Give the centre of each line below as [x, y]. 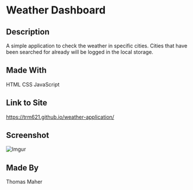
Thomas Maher [24, 182]
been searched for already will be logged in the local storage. [80, 52]
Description [28, 32]
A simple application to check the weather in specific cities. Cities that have [97, 46]
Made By [22, 167]
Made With [26, 70]
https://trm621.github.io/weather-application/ [60, 117]
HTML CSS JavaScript [33, 84]
